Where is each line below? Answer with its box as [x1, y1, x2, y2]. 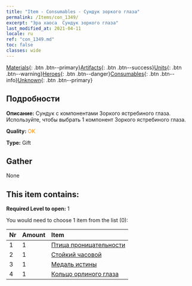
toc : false [6, 42, 33, 48]
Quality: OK [6, 128, 36, 135]
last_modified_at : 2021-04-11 [6, 25, 82, 32]
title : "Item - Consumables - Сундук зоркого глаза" [6, 8, 140, 15]
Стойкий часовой [51, 251, 102, 259]
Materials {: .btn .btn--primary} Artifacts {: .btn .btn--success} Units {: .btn [6, 64, 182, 71]
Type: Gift [6, 139, 31, 146]
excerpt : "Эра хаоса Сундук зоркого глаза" [6, 20, 119, 26]
